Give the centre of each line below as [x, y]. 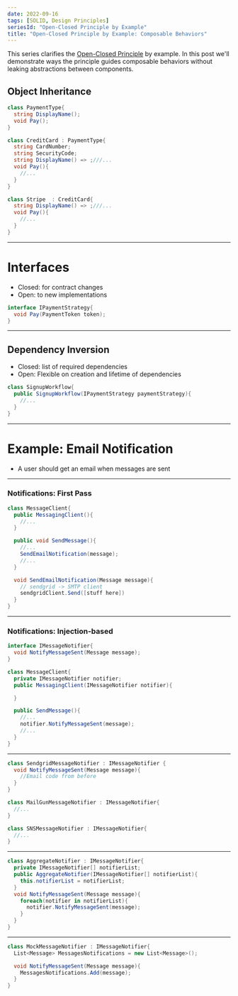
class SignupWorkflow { [41, 388]
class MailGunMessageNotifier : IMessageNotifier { [84, 803]
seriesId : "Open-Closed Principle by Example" [77, 27]
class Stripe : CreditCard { [50, 199]
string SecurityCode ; [46, 153]
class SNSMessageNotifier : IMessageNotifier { [77, 828]
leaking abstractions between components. [70, 69]
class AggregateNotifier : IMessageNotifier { [75, 861]
